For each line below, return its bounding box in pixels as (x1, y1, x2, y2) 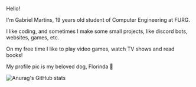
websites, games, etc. (6, 34, 60, 41)
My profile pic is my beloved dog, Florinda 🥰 (6, 63, 113, 70)
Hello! (6, 5, 21, 12)
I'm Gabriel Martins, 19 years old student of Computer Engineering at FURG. (6, 16, 191, 23)
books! (6, 52, 23, 58)
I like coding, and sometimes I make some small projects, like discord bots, (6, 28, 188, 35)
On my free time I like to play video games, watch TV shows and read (6, 45, 175, 52)
